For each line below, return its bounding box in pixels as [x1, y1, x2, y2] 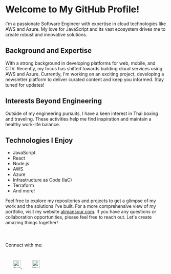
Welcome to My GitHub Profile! [5, 4, 140, 15]
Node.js [12, 161, 30, 167]
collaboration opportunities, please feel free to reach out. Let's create [5, 214, 152, 220]
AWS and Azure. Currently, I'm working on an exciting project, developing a [5, 71, 164, 77]
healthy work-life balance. [5, 121, 60, 127]
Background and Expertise [5, 46, 92, 55]
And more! [12, 188, 35, 194]
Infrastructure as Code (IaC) [12, 177, 73, 183]
